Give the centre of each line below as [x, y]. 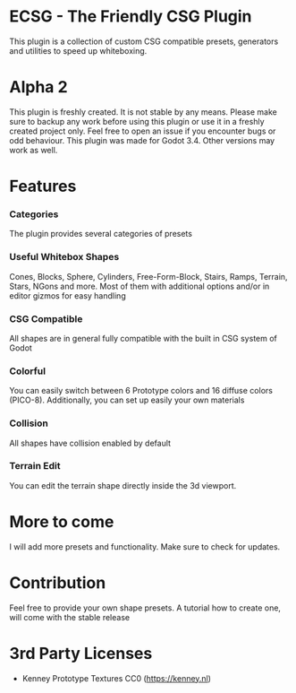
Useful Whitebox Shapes [64, 257]
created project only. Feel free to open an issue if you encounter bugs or [143, 131]
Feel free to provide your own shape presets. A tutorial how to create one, [145, 608]
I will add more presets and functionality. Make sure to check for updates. [145, 546]
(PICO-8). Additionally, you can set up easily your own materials [127, 400]
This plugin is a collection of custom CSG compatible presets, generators [144, 41]
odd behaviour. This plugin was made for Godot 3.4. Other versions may [142, 140]
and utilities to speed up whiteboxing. [78, 50]
